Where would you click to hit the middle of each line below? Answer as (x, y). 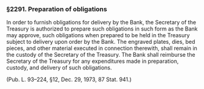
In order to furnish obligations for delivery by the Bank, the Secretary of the (101, 23)
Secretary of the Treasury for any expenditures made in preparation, (93, 61)
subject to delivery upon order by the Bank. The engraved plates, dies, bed (101, 42)
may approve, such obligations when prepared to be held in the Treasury (98, 35)
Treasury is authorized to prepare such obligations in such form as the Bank (102, 29)
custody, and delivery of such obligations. (59, 68)
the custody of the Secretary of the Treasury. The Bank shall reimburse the (101, 55)
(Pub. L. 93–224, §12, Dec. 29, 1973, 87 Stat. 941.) (69, 80)
